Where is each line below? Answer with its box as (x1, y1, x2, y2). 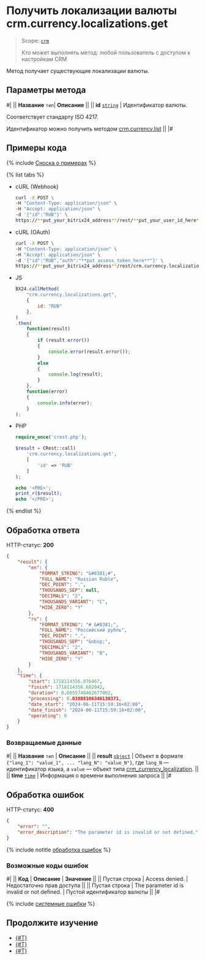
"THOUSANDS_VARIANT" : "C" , (39, 599, 108, 605)
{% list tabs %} (6, 171, 45, 178)
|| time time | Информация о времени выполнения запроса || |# (6, 772, 172, 779)
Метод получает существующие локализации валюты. (6, 67, 150, 74)
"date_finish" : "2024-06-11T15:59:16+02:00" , (28, 707, 147, 713)
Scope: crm (21, 37, 50, 44)
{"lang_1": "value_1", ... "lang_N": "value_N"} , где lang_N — (6, 759, 170, 766)
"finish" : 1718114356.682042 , (28, 684, 105, 690)
